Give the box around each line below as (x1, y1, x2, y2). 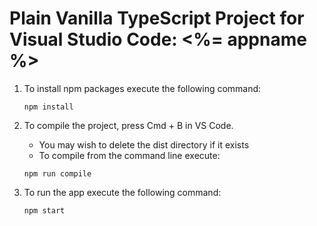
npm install (23, 102, 74, 112)
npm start (23, 205, 66, 216)
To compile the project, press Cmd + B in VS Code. (23, 119, 234, 131)
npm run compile (23, 168, 92, 179)
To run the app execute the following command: (23, 186, 222, 198)
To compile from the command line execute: (38, 149, 221, 161)
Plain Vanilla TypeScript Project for (9, 7, 305, 30)
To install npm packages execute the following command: (23, 82, 262, 94)
